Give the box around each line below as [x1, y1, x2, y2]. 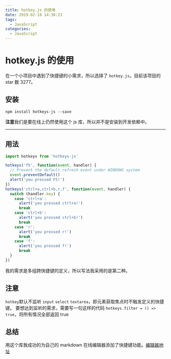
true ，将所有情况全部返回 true [5, 311, 69, 317]
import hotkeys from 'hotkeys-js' [5, 153, 79, 159]
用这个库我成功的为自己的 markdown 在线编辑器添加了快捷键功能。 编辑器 [5, 342, 159, 348]
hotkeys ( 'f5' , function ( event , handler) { [5, 163, 97, 168]
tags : [5, 17, 17, 22]
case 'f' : [14, 239, 36, 244]
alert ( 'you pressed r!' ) [18, 229, 72, 235]
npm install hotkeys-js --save [5, 109, 72, 114]
